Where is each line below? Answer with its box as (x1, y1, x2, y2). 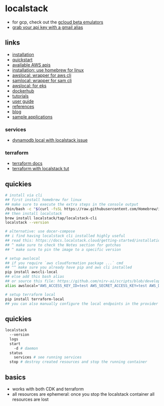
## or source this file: (5, 279, 56, 284)
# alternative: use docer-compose (5, 229, 76, 234)
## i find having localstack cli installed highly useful (5, 233, 125, 239)
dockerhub (12, 88, 34, 93)
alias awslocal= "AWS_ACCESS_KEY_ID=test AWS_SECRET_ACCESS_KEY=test (5, 283, 147, 288)
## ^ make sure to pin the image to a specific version (5, 247, 121, 252)
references (12, 103, 34, 109)
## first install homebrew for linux (5, 198, 82, 203)
